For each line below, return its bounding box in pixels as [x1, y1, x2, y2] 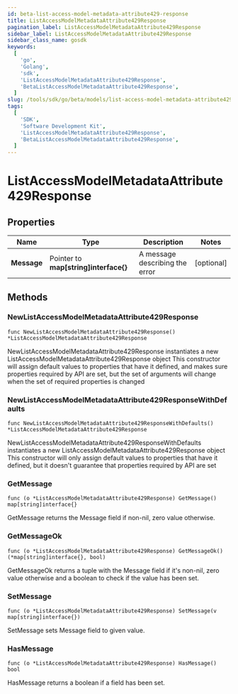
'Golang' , [20, 63, 50, 70]
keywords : [7, 43, 37, 50]
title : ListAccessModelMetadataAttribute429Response [7, 17, 166, 24]
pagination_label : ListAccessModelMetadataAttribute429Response [7, 23, 201, 31]
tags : [7, 103, 23, 110]
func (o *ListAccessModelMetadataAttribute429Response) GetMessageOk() [7, 547, 223, 554]
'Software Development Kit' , [20, 122, 106, 130]
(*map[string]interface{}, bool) [7, 553, 106, 561]
